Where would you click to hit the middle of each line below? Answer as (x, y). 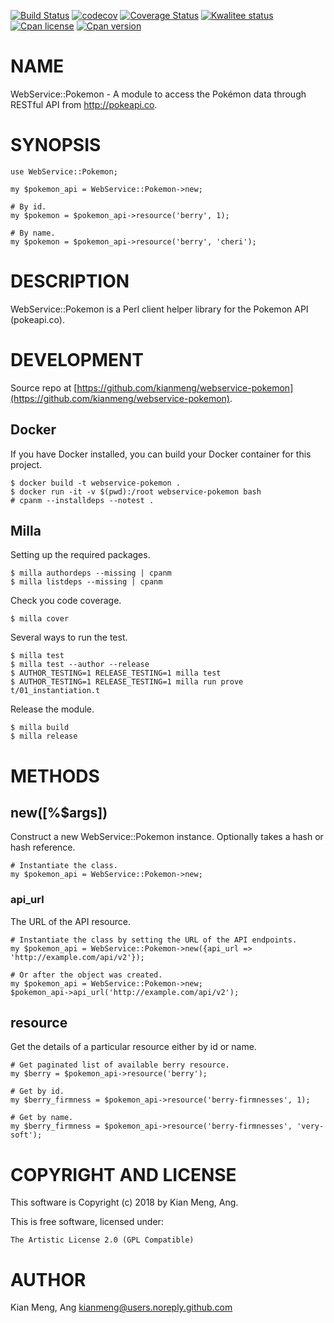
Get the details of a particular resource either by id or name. (133, 1047)
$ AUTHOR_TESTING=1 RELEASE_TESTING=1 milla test (116, 673)
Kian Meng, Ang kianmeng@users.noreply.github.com (121, 1307)
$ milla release (44, 736)
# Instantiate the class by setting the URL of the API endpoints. (154, 940)
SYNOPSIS (56, 145)
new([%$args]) (59, 812)
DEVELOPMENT (77, 360)
